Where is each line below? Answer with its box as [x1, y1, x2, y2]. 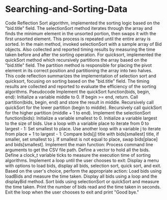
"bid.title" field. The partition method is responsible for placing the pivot [5, 62, 152, 68]
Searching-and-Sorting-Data [5, 3, 128, 15]
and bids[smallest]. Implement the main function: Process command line [5, 141, 153, 147]
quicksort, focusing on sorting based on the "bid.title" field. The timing [5, 78, 150, 84]
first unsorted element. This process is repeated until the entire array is [5, 36, 151, 42]
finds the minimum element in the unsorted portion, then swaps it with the [5, 30, 157, 36]
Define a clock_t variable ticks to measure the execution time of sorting [5, 152, 151, 158]
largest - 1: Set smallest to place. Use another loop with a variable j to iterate [5, 125, 161, 131]
